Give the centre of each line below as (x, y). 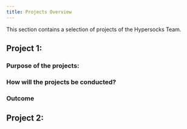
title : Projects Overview (39, 12)
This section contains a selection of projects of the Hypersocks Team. (94, 29)
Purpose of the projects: (43, 66)
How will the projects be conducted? (61, 82)
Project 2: (25, 118)
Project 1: (24, 48)
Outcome (20, 98)
